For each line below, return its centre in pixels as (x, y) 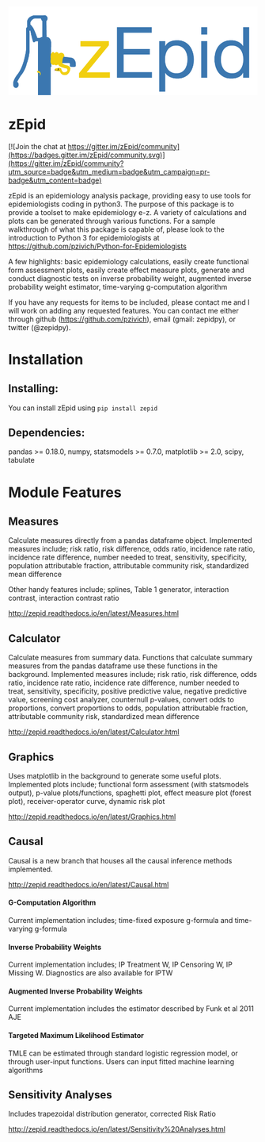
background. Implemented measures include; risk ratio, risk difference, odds (133, 675)
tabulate (22, 460)
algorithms (26, 1070)
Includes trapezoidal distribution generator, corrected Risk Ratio (112, 1114)
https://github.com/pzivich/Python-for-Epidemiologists (98, 246)
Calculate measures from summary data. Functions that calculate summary (131, 658)
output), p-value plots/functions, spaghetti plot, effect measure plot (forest (130, 793)
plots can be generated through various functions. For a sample (112, 221)
